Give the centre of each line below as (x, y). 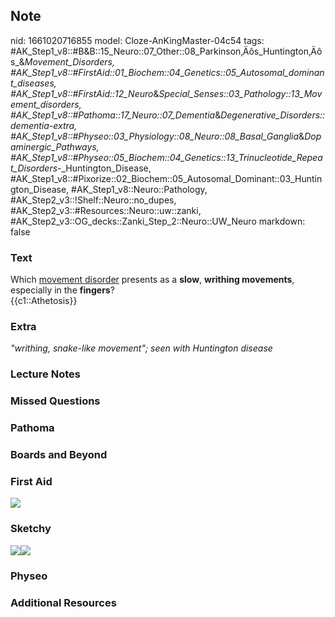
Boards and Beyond (59, 455)
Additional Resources (63, 602)
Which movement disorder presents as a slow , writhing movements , (152, 280)
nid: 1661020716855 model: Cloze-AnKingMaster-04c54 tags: (137, 40)
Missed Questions (55, 401)
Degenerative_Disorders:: (273, 115)
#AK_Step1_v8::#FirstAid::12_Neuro (82, 93)
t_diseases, (33, 83)
